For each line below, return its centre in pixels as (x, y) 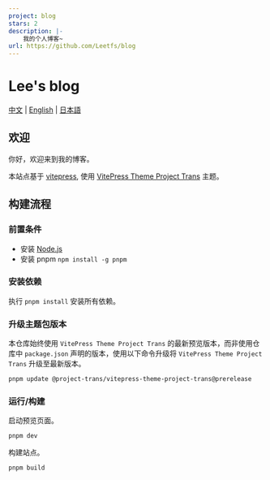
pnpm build (27, 468)
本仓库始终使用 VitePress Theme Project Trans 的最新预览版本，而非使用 (131, 344)
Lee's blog (44, 86)
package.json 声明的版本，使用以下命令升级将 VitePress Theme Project (143, 353)
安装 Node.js (41, 249)
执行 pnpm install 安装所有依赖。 (64, 301)
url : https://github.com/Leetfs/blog (72, 46)
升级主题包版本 (38, 324)
